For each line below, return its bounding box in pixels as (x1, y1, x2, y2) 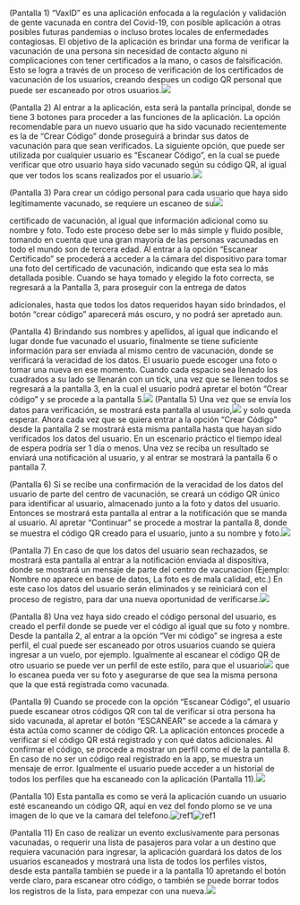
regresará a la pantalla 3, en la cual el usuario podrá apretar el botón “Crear (9, 384, 288, 393)
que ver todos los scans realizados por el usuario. (9, 170, 193, 180)
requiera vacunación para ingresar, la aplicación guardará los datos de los (9, 847, 282, 857)
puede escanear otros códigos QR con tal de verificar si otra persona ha (9, 706, 276, 716)
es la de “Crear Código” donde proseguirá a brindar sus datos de (9, 131, 249, 142)
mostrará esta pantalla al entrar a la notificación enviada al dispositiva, (9, 555, 270, 565)
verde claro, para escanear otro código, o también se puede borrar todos (9, 875, 279, 885)
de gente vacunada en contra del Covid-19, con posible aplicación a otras (9, 17, 281, 28)
